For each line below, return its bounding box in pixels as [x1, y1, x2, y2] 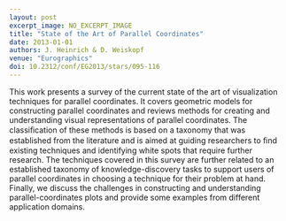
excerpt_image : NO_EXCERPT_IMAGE [9, 21, 133, 30]
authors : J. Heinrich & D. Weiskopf [9, 46, 144, 55]
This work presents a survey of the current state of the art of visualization [9, 86, 278, 97]
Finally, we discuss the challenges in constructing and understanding [9, 182, 261, 193]
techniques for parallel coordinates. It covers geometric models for [9, 95, 253, 106]
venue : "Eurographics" [9, 54, 93, 63]
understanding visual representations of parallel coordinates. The [9, 114, 248, 125]
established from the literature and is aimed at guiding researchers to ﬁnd [9, 134, 277, 146]
